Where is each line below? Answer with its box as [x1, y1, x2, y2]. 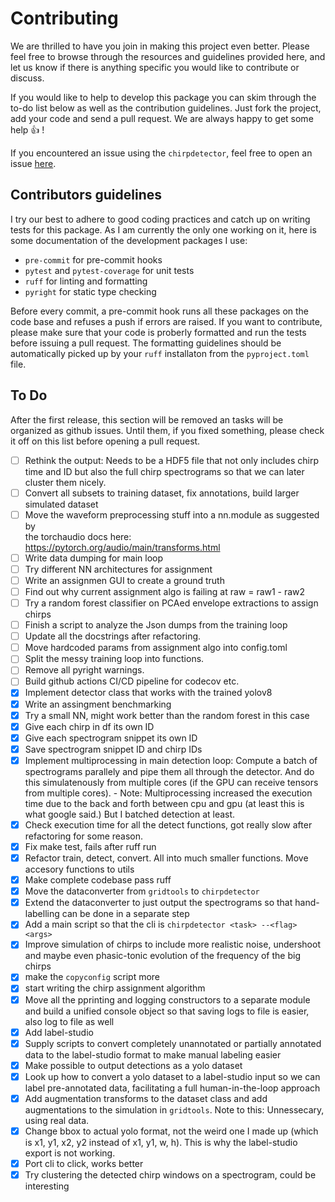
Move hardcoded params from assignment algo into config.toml [24, 642, 288, 654]
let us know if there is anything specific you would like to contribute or [10, 61, 300, 73]
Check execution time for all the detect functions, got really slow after [24, 818, 313, 831]
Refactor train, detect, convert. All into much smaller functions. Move [24, 852, 309, 864]
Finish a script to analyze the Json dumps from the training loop [24, 619, 288, 631]
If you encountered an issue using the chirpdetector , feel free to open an [10, 147, 313, 159]
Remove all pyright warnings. [24, 664, 145, 676]
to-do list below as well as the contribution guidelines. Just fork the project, [10, 102, 322, 114]
